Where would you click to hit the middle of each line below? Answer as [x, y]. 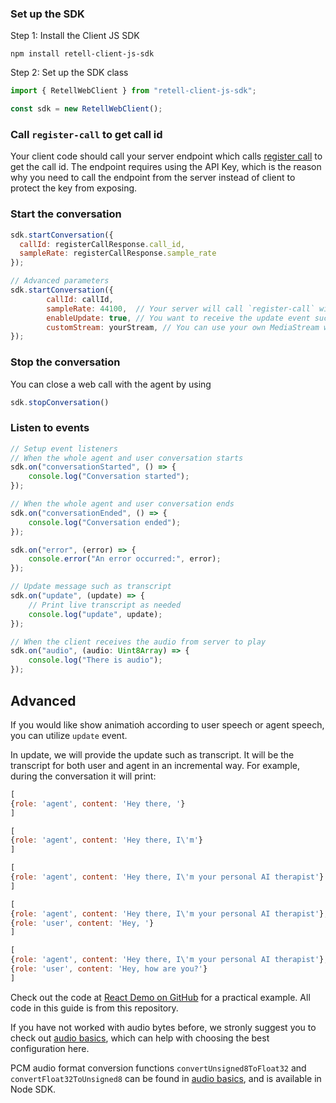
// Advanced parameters [60, 281]
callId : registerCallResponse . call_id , [102, 244]
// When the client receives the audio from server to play [138, 642]
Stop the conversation [65, 362]
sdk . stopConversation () [60, 402]
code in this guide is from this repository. [94, 1008]
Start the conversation [66, 214]
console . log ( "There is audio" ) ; [95, 660]
